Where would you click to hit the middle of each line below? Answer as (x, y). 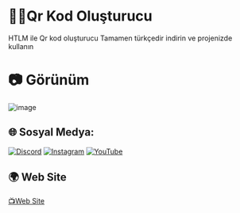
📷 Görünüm (49, 80)
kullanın (21, 46)
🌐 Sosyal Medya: (51, 133)
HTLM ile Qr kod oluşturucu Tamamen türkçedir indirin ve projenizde (120, 38)
